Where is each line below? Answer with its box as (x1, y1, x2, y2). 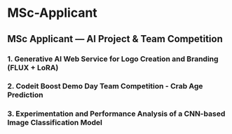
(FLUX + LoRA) (7, 62, 59, 72)
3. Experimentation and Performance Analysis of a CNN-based (7, 109, 226, 119)
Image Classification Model (7, 118, 103, 128)
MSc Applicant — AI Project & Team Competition (7, 33, 223, 45)
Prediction (7, 90, 43, 100)
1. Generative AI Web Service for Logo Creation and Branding (7, 54, 219, 64)
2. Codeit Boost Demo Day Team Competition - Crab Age (7, 81, 203, 91)
